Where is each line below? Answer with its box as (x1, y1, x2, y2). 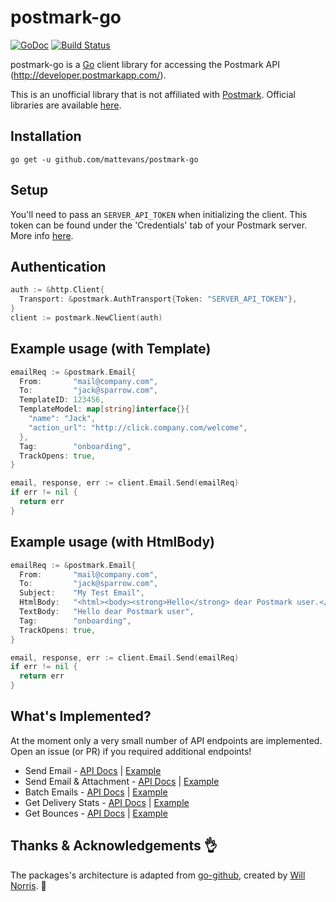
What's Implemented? (10, 708, 152, 725)
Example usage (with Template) (10, 341, 212, 358)
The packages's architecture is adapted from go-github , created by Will (10, 869, 306, 881)
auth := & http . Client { (10, 285, 105, 295)
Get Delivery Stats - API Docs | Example (24, 796, 190, 808)
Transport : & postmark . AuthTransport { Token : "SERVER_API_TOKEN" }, (19, 294, 298, 305)
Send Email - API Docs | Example (24, 764, 162, 776)
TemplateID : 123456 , (19, 395, 105, 405)
